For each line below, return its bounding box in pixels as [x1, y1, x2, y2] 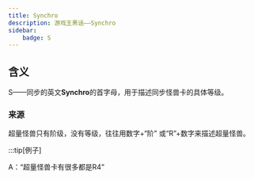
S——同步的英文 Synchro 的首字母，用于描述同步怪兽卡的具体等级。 [8, 88, 229, 97]
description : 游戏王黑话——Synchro [8, 19, 116, 27]
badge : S [22, 33, 51, 42]
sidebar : [8, 26, 37, 34]
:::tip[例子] [8, 146, 42, 155]
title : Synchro [8, 11, 59, 20]
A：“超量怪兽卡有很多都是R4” [8, 162, 105, 172]
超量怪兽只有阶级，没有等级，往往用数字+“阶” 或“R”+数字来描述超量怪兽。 [8, 128, 251, 139]
